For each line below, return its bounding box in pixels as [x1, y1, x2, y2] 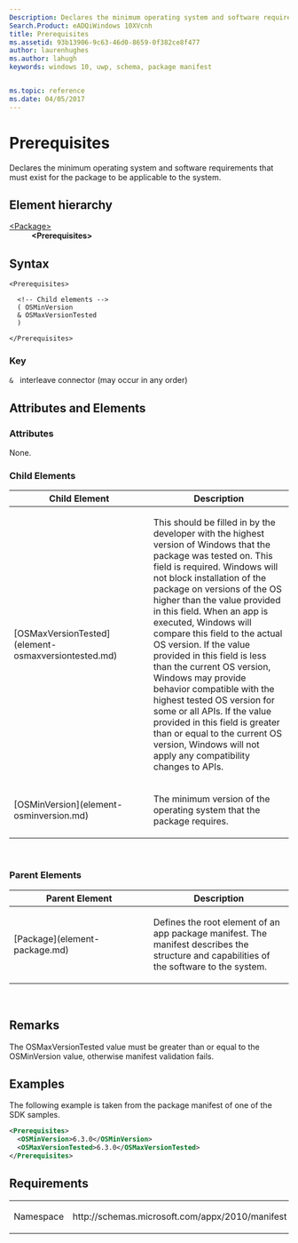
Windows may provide [153, 672, 247, 684]
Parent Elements [9, 869, 82, 881]
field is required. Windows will [153, 561, 278, 573]
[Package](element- [13, 932, 100, 944]
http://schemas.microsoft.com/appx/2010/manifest [72, 1210, 287, 1223]
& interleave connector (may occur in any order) [9, 375, 188, 386]
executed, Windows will [153, 617, 252, 629]
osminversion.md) [13, 809, 89, 822]
